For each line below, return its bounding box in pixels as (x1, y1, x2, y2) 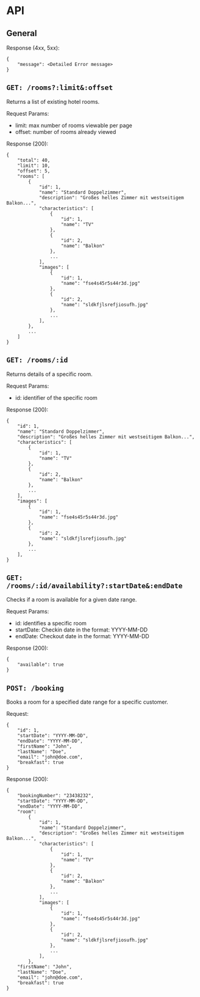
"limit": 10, (17, 163, 51, 169)
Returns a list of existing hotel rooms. (6, 98, 100, 105)
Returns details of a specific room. (6, 370, 93, 378)
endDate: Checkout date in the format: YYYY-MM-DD (15, 633, 149, 640)
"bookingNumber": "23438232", (17, 793, 95, 799)
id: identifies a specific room (15, 620, 87, 627)
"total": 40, (17, 157, 51, 163)
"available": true (17, 661, 64, 668)
